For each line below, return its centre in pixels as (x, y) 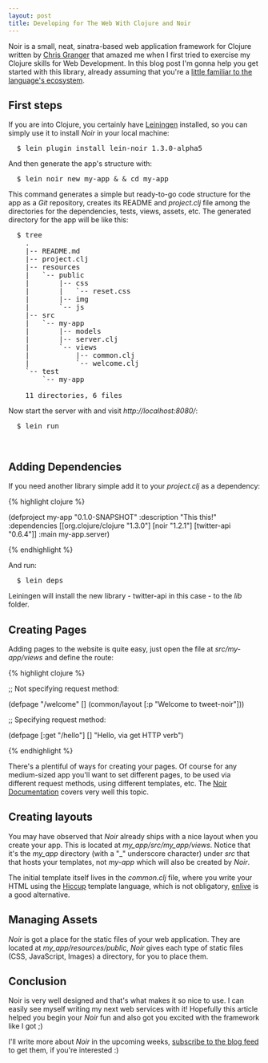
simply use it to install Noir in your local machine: (89, 133)
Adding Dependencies (65, 467)
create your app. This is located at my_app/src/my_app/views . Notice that (129, 845)
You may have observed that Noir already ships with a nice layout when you (133, 836)
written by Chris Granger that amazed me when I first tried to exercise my (129, 55)
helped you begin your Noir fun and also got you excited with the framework (134, 1018)
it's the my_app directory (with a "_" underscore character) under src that (129, 853)
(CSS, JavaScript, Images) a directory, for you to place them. (108, 956)
